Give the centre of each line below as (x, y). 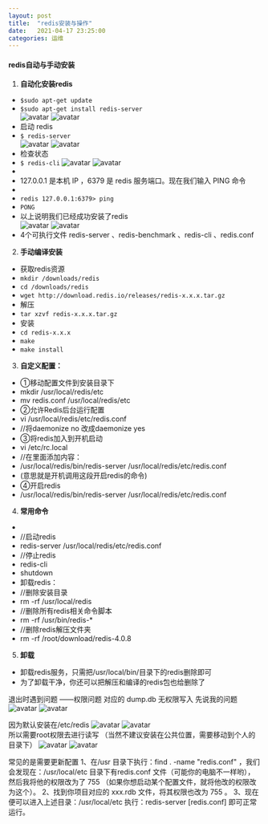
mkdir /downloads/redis (60, 279)
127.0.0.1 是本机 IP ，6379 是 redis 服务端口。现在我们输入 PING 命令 (133, 181)
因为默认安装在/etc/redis (49, 725)
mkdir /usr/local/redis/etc (62, 392)
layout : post (30, 16)
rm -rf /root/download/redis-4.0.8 (75, 639)
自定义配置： (41, 366)
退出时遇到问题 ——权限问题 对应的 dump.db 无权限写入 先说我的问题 (123, 700)
